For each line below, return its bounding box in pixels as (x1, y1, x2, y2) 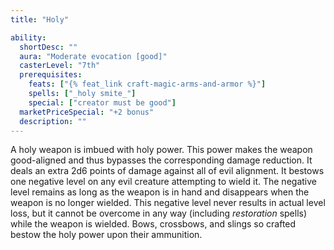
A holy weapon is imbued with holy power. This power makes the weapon (10, 144, 313, 156)
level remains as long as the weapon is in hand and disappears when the (10, 186, 310, 198)
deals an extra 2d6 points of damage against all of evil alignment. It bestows (10, 165, 325, 177)
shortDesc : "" (19, 42, 78, 52)
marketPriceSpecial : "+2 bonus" (19, 107, 155, 117)
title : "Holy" (10, 14, 70, 25)
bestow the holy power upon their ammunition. (10, 229, 203, 241)
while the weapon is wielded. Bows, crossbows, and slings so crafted (10, 218, 297, 230)
